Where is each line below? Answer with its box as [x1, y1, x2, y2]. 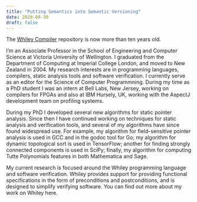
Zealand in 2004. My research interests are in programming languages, [6, 66, 179, 73]
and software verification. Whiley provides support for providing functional [6, 171, 188, 178]
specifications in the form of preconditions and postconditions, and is [6, 177, 175, 184]
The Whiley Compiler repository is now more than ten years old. [6, 36, 161, 43]
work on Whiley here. [6, 190, 58, 197]
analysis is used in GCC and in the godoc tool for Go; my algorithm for [6, 134, 176, 141]
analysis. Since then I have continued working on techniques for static [6, 115, 177, 122]
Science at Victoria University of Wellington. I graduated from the [6, 54, 165, 61]
